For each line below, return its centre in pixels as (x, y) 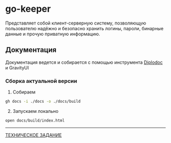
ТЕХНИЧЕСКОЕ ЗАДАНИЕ (34, 135)
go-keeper (28, 9)
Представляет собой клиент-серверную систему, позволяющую (76, 23)
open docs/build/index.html (35, 121)
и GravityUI (17, 67)
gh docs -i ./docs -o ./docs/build (43, 102)
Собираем (24, 92)
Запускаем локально (35, 111)
